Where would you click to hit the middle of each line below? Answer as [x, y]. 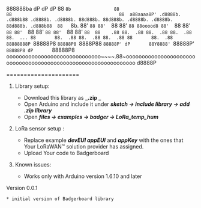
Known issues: [33, 164]
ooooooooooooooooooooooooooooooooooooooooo [71, 63]
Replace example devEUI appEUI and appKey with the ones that [103, 140]
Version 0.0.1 [22, 188]
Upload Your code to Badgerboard [66, 153]
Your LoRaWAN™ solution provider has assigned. [84, 146]
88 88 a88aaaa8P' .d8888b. [94, 14]
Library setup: [32, 86]
